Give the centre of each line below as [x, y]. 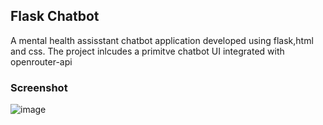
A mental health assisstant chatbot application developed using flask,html [162, 40]
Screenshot [39, 87]
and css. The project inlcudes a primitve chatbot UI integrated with [147, 51]
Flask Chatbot [55, 16]
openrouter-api [41, 61]
